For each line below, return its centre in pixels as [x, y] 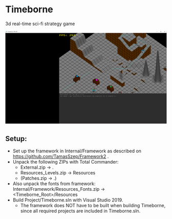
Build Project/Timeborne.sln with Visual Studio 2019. [68, 200]
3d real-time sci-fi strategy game [40, 24]
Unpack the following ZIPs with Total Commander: [66, 162]
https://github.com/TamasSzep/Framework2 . [61, 156]
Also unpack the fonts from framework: [54, 184]
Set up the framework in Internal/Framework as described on [77, 151]
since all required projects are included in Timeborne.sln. [80, 211]
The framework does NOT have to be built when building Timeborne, [93, 206]
